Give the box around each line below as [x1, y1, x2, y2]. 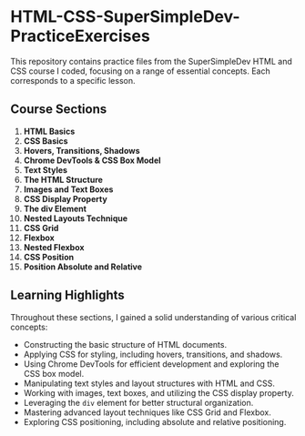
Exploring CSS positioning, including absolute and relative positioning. [23, 416, 287, 427]
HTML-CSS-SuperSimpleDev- [10, 6, 240, 27]
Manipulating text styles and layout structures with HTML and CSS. [23, 378, 276, 389]
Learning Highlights [10, 288, 126, 303]
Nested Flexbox [23, 241, 85, 252]
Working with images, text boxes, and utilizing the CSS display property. [23, 387, 294, 398]
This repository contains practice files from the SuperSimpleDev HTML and [10, 56, 292, 66]
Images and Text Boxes [23, 184, 114, 195]
